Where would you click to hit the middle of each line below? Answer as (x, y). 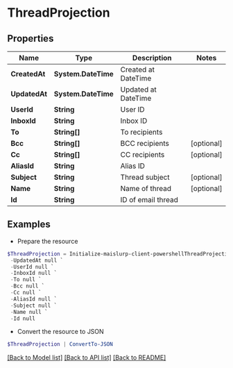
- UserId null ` (32, 267)
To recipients (141, 132)
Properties (31, 39)
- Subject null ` (34, 306)
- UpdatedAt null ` (37, 260)
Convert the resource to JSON (60, 332)
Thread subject (145, 177)
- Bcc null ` (27, 286)
